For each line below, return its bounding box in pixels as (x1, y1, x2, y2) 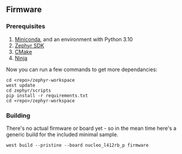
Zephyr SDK (14, 42, 44, 49)
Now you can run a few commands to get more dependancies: (6, 66, 158, 73)
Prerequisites (6, 22, 45, 31)
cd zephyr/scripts (6, 88, 51, 93)
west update (6, 82, 35, 88)
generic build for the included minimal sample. (6, 130, 119, 138)
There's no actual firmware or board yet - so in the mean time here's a (6, 125, 177, 132)
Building (6, 111, 31, 119)
